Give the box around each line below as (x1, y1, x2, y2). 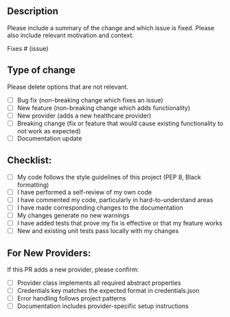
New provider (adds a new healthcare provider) (16, 111, 152, 120)
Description (7, 6, 58, 17)
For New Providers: (7, 247, 91, 259)
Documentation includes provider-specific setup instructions (16, 302, 189, 310)
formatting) (16, 180, 49, 188)
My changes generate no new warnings (16, 211, 130, 219)
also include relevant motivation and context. (7, 31, 134, 39)
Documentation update (16, 134, 82, 142)
